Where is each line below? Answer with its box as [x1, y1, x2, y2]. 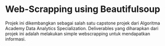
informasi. [5, 36, 26, 42]
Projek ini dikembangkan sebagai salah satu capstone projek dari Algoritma [5, 20, 160, 26]
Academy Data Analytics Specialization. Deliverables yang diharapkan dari [5, 25, 158, 31]
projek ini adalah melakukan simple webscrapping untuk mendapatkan [5, 30, 150, 36]
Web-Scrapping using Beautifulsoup [5, 3, 160, 15]
